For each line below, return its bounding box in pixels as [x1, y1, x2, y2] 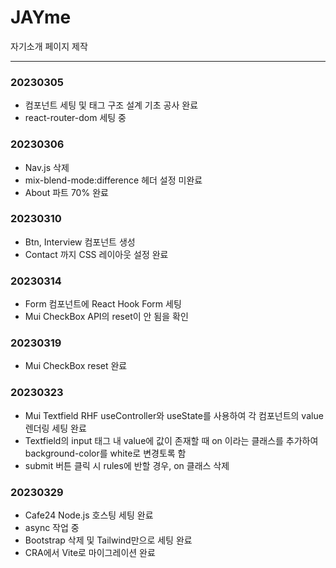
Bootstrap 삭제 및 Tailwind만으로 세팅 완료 [24, 534, 193, 546]
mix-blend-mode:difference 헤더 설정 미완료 [24, 174, 203, 186]
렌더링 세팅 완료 [24, 422, 87, 434]
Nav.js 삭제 [24, 161, 70, 173]
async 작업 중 [24, 522, 80, 534]
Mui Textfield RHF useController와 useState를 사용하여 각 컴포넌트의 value [24, 409, 324, 421]
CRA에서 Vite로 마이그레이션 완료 [24, 547, 156, 559]
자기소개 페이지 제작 [10, 40, 88, 52]
